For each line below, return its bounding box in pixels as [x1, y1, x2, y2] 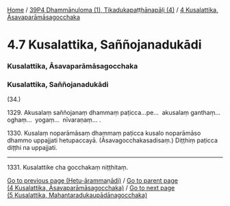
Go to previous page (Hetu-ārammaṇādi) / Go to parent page [7, 177, 178, 185]
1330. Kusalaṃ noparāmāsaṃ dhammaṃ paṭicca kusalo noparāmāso [7, 129, 201, 138]
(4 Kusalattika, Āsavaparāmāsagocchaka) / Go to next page [7, 184, 175, 192]
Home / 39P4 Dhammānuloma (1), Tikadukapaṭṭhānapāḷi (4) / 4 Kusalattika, [7, 6, 218, 14]
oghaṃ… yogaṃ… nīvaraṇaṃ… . [7, 116, 101, 124]
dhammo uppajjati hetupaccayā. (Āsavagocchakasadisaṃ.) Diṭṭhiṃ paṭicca [7, 136, 218, 144]
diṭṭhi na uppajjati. [7, 144, 57, 152]
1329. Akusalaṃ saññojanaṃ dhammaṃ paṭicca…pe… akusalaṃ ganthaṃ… [7, 109, 221, 117]
